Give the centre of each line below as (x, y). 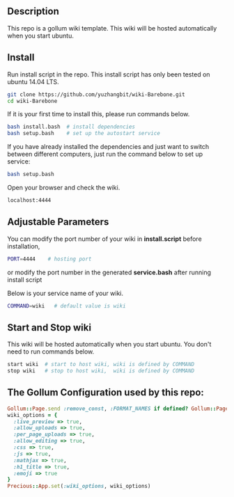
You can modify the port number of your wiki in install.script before (104, 239)
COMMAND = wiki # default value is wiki (67, 306)
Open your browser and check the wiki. (64, 188)
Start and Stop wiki (49, 328)
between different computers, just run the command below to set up (105, 154)
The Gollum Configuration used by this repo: (106, 393)
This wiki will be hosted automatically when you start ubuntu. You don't (109, 345)
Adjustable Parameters (58, 222)
